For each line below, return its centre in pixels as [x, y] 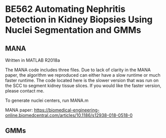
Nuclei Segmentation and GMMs [73, 30]
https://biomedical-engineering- [67, 110]
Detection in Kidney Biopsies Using [79, 20]
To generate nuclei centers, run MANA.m [47, 100]
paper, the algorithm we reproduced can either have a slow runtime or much [83, 75]
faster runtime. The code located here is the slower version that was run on [82, 80]
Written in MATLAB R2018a [33, 60]
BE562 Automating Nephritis [65, 9]
